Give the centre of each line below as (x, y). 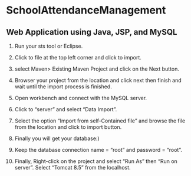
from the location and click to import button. (68, 127)
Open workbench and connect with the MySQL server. (81, 98)
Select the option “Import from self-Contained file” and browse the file (100, 121)
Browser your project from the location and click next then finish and (98, 80)
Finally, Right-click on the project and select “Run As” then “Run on (96, 161)
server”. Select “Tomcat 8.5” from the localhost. (73, 167)
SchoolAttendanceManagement (86, 10)
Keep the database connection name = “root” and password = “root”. (98, 150)
